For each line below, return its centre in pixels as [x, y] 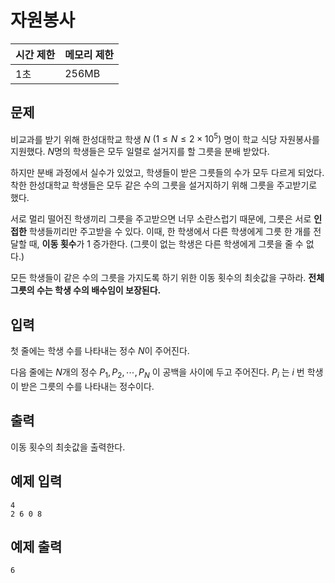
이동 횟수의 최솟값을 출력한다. [68, 447]
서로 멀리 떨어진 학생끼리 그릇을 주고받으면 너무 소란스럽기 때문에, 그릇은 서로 [161, 219]
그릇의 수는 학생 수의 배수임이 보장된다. [86, 290]
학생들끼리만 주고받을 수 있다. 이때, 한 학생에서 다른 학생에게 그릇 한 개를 [170, 232]
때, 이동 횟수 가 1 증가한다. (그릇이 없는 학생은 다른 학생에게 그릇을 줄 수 [166, 244]
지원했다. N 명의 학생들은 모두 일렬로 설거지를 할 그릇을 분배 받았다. [140, 152]
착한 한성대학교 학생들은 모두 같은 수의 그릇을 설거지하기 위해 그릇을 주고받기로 [164, 185]
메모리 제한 [89, 54]
